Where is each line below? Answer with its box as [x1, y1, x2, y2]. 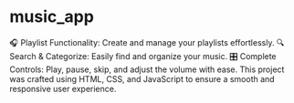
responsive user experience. [9, 83, 117, 94]
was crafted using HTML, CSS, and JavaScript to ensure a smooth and [9, 73, 276, 84]
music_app [9, 6, 94, 27]
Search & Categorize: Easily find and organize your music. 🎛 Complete [9, 50, 277, 61]
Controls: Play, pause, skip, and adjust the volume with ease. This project [9, 64, 285, 75]
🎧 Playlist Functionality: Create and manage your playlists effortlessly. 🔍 [9, 36, 285, 47]
